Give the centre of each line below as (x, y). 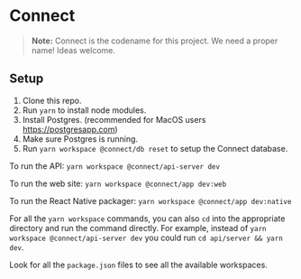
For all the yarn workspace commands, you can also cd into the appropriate (147, 219)
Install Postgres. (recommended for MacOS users (114, 119)
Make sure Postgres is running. (80, 139)
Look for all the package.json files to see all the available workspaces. (138, 265)
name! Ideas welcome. (73, 50)
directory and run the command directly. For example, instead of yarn (138, 228)
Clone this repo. (52, 100)
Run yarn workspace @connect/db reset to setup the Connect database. (155, 148)
